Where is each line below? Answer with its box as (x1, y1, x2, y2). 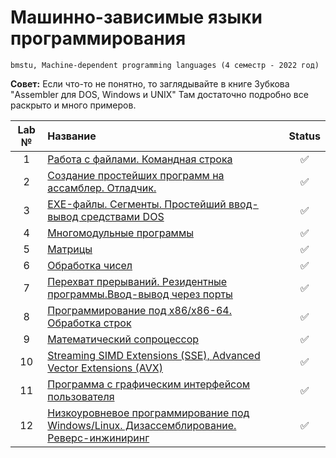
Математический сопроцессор (47, 332, 200, 346)
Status (288, 129, 321, 143)
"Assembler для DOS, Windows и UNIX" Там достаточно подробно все (10, 88, 309, 100)
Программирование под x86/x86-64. (47, 303, 232, 317)
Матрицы (47, 242, 93, 256)
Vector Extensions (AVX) (47, 361, 163, 375)
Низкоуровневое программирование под (47, 406, 250, 420)
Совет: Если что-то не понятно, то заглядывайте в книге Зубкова (10, 77, 290, 90)
